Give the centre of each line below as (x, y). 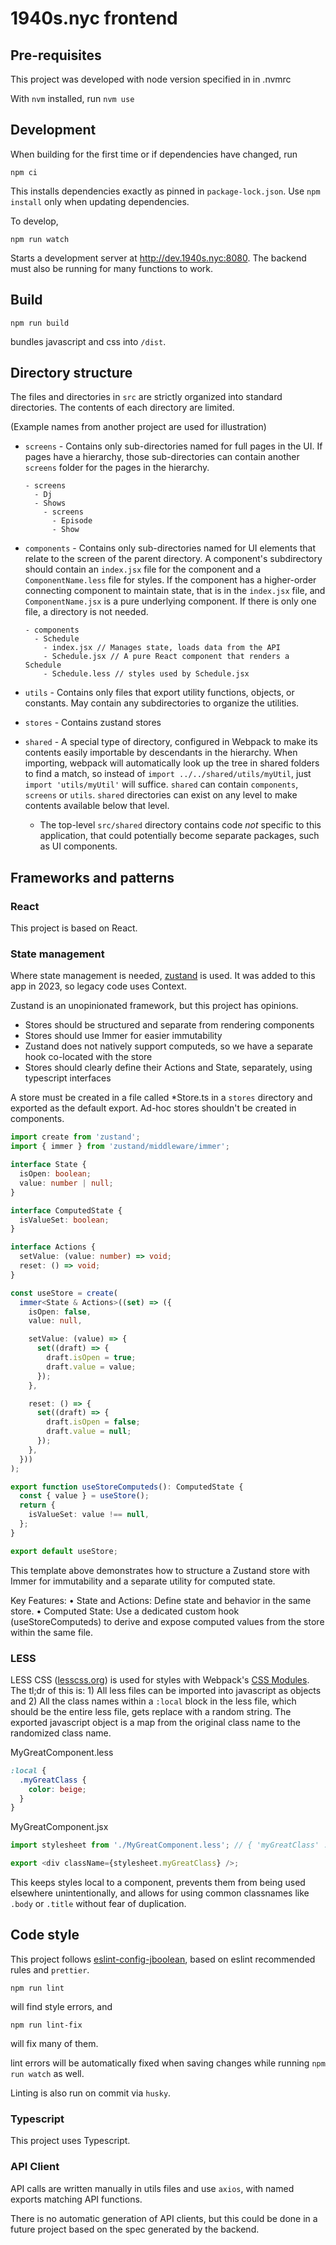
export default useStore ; (64, 1551)
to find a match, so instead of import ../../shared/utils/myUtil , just (168, 774)
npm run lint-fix (46, 2025)
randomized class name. (61, 1733)
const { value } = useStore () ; (84, 1496)
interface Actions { (53, 1247)
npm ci (24, 172)
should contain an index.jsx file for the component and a (143, 569)
